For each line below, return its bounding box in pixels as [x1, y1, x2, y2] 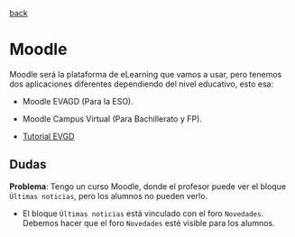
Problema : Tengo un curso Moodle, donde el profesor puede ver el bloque [9, 180, 287, 192]
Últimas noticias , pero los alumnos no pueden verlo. [9, 190, 208, 201]
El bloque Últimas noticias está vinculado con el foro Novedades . [22, 207, 264, 219]
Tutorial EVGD [22, 131, 75, 141]
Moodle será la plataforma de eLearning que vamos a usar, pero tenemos [9, 68, 282, 79]
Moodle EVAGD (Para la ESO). [22, 96, 134, 106]
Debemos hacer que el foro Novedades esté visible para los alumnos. [22, 217, 275, 228]
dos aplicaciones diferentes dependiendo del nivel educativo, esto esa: [9, 78, 273, 89]
